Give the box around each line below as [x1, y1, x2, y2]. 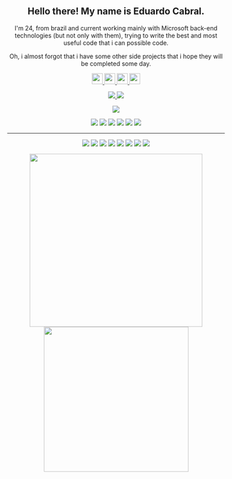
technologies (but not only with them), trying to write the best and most [14, 31, 217, 39]
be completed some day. [80, 59, 152, 68]
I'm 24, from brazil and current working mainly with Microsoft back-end [14, 24, 217, 32]
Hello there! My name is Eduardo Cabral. [27, 6, 205, 17]
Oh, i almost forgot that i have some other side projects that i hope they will [9, 52, 223, 60]
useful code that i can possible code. [63, 38, 169, 47]
